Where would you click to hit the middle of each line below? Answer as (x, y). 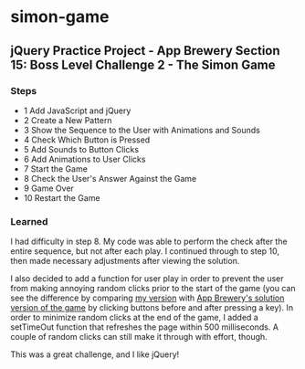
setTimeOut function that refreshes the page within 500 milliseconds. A (145, 327)
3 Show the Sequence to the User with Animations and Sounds (142, 130)
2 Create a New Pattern (68, 120)
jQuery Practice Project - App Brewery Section (146, 51)
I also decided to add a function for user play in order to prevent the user (147, 279)
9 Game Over (48, 188)
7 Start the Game (55, 169)
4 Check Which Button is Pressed (87, 140)
